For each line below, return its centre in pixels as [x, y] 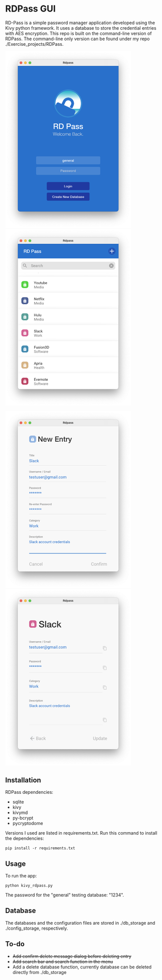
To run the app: [21, 876]
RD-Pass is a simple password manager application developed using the [80, 23]
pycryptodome [28, 824]
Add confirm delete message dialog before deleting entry [72, 956]
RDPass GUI [31, 9]
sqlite [18, 802]
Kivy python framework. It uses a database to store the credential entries [81, 28]
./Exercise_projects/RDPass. [34, 44]
